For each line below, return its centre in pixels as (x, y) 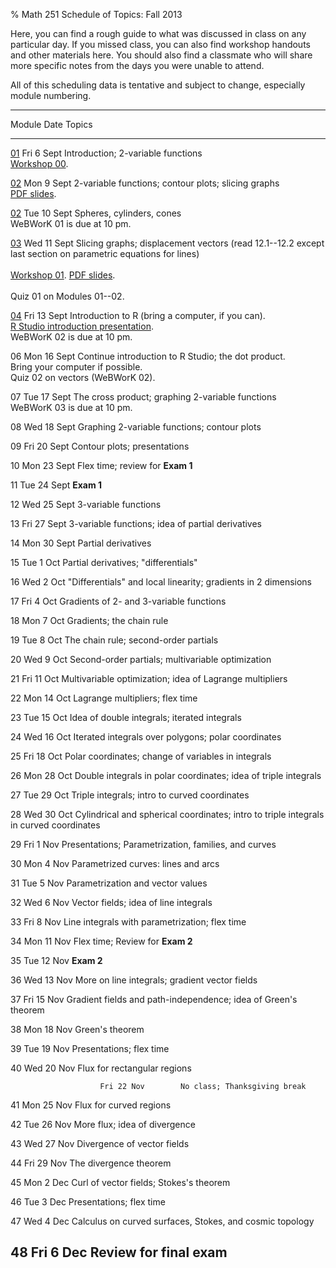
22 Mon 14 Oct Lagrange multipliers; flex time (104, 698)
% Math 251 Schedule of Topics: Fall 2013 (96, 14)
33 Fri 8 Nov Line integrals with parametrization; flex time (128, 922)
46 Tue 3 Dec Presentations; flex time (88, 1202)
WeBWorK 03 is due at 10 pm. (71, 407)
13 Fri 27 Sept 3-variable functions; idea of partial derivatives (136, 523)
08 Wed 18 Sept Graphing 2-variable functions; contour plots (136, 427)
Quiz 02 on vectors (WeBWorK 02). (83, 377)
